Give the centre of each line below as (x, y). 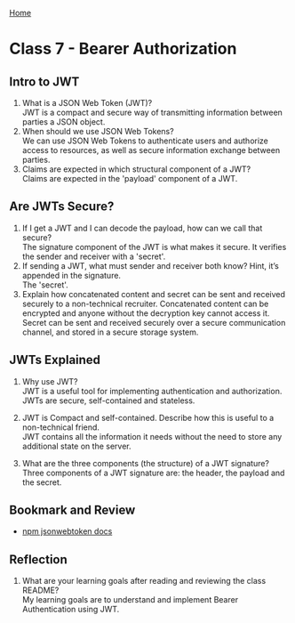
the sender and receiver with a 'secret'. (94, 256)
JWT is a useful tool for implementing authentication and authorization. (152, 391)
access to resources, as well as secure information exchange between (151, 150)
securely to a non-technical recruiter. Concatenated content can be (145, 303)
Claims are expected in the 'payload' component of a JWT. (130, 178)
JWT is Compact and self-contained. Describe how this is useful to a (148, 417)
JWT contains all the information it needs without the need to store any (152, 436)
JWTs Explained (55, 360)
